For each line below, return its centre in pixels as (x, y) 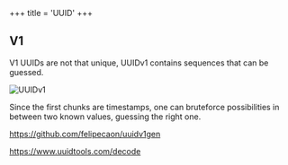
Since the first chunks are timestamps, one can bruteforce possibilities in (144, 107)
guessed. (27, 72)
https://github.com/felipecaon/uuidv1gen (85, 134)
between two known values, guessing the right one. (105, 117)
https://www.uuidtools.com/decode (75, 151)
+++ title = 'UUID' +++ (51, 13)
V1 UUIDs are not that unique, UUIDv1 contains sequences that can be (139, 63)
